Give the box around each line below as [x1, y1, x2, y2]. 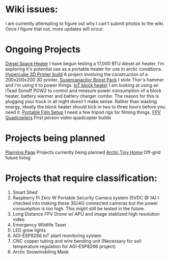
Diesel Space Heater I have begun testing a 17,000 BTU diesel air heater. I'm [5, 60, 164, 67]
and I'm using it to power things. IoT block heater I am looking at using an [5, 82, 159, 88]
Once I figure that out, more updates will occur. [5, 25, 104, 32]
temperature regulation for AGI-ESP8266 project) [12, 243, 116, 249]
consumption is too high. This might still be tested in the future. [12, 205, 145, 212]
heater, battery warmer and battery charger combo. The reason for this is [5, 93, 159, 99]
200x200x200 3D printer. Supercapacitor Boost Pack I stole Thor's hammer [5, 76, 164, 82]
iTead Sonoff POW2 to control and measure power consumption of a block [5, 88, 162, 94]
